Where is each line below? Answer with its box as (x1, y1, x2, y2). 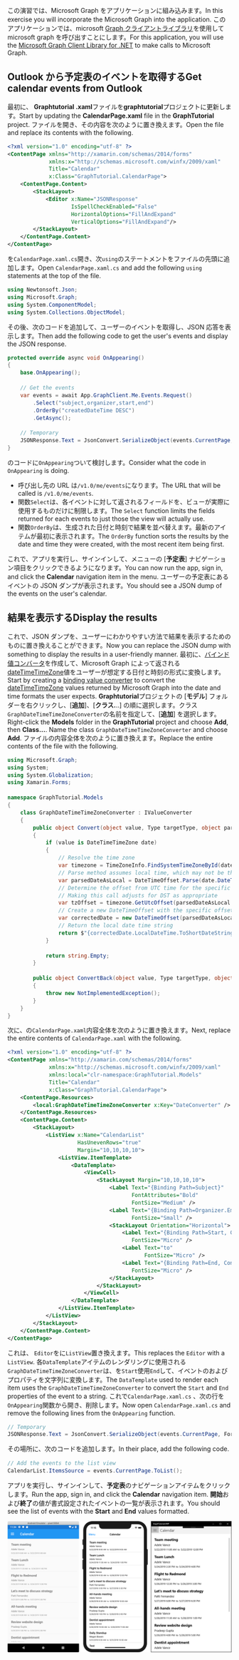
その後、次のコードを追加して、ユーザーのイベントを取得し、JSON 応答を (7, 322, 225, 331)
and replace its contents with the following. (7, 128, 134, 137)
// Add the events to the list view (7, 1460, 116, 1467)
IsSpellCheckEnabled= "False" (70, 203, 158, 210)
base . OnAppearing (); (20, 370, 81, 377)
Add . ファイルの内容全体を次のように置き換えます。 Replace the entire (7, 733, 213, 742)
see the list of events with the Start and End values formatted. (7, 1507, 190, 1515)
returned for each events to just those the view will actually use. (17, 514, 206, 523)
